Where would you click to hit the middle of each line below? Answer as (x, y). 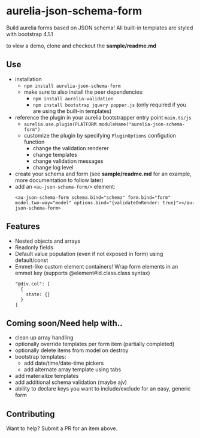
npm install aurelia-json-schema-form (72, 86)
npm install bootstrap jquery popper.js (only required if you (110, 105)
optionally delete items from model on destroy (72, 350)
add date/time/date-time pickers (64, 363)
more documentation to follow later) (59, 180)
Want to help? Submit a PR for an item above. (62, 428)
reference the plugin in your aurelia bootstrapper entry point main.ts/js (103, 117)
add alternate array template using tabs (72, 370)
